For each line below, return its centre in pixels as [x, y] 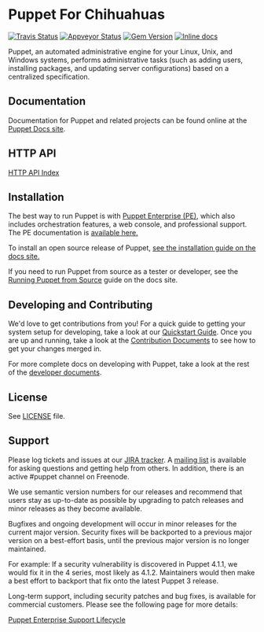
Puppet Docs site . [37, 128]
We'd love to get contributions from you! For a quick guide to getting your [127, 323]
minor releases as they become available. [75, 508]
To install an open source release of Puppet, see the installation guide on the [132, 248]
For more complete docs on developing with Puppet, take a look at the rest [129, 364]
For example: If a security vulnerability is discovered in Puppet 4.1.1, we [123, 564]
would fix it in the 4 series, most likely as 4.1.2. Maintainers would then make [132, 572]
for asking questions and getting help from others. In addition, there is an [126, 468]
